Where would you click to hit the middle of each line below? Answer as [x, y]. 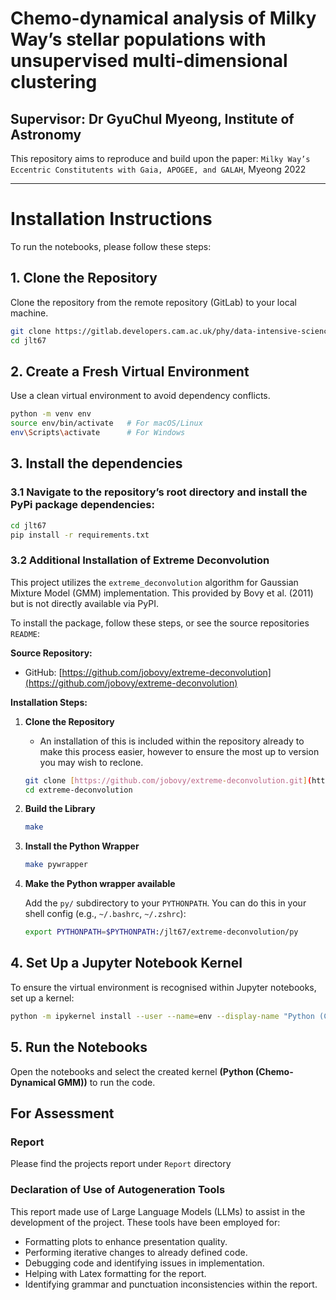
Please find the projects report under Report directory [121, 1164]
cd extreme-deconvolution [78, 790]
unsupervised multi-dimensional [149, 61]
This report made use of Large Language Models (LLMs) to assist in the [158, 1211]
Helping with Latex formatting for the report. [115, 1273]
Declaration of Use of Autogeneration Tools [118, 1190]
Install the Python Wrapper [82, 846]
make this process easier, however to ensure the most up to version [179, 751]
